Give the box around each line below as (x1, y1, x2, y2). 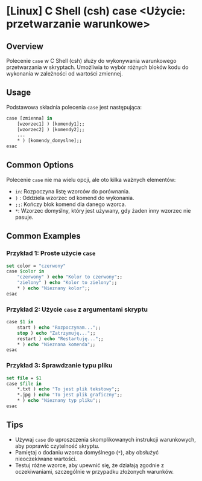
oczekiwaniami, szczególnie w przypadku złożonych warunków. (14, 468, 174, 475)
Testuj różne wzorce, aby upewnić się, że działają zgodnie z (14, 461, 165, 469)
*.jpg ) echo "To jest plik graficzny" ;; (17, 392, 122, 398)
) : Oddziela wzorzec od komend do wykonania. (14, 194, 134, 201)
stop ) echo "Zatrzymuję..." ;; (17, 330, 96, 336)
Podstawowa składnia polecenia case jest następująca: (6, 103, 142, 111)
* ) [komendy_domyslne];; (17, 138, 83, 144)
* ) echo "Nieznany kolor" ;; (17, 285, 90, 291)
